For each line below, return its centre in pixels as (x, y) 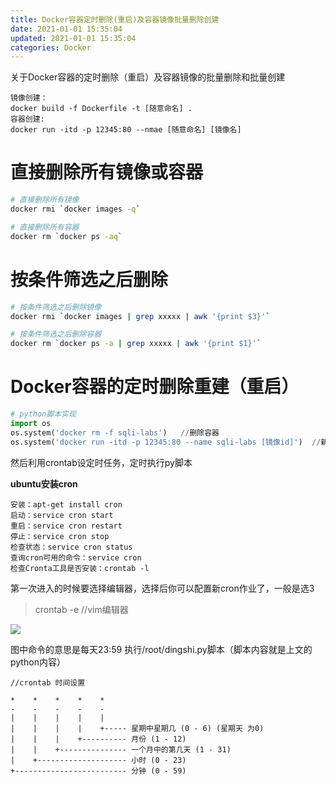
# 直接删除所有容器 (45, 227)
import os (31, 423)
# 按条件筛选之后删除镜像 (56, 307)
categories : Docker (51, 47)
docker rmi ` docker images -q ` (75, 209)
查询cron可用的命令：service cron (76, 557)
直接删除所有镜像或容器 (107, 172)
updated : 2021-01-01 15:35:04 (73, 38)
